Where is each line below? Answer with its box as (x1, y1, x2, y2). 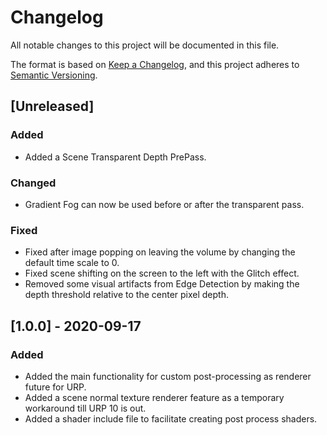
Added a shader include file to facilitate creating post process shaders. (24, 412, 318, 425)
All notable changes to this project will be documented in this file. (10, 39, 280, 51)
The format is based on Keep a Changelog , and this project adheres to (10, 58, 300, 70)
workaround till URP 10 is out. (24, 402, 147, 414)
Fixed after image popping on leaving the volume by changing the (24, 246, 296, 258)
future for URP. (24, 381, 87, 393)
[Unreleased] (10, 98, 95, 115)
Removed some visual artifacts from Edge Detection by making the (24, 278, 300, 290)
